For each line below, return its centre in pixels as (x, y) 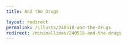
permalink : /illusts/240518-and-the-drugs (59, 27)
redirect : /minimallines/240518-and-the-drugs (64, 33)
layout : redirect (27, 22)
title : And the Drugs (32, 11)
